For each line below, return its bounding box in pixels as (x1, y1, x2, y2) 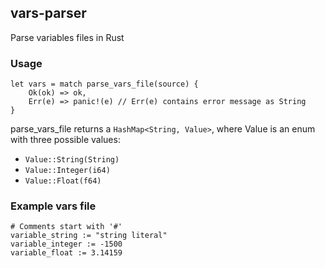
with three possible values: (10, 134, 121, 146)
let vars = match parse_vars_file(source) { (10, 79, 199, 90)
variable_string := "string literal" (10, 231, 168, 241)
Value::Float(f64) (24, 176, 102, 186)
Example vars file (10, 199, 97, 213)
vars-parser (10, 5, 87, 22)
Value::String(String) (24, 155, 120, 165)
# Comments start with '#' (10, 222, 123, 232)
